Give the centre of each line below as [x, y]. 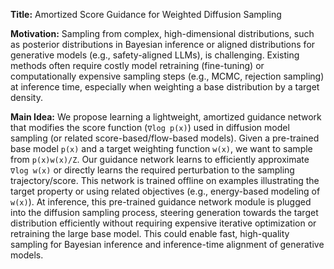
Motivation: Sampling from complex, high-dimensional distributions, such [162, 33]
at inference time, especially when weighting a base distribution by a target [165, 87]
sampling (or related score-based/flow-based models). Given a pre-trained [165, 138]
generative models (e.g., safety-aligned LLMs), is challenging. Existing [155, 55]
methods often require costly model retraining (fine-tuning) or [137, 65]
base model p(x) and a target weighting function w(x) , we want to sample [161, 148]
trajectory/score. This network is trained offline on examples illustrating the [165, 180]
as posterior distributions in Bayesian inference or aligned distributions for [163, 44]
